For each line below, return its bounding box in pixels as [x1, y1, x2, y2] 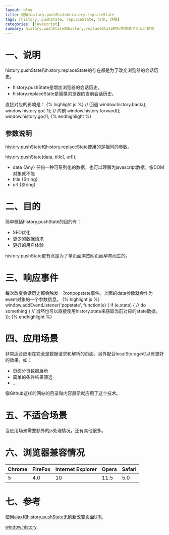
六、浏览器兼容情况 [5, 447, 85, 458]
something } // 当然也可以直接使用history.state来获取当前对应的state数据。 [5, 308, 160, 314]
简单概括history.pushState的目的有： [5, 218, 82, 225]
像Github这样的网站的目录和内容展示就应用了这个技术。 [5, 390, 121, 396]
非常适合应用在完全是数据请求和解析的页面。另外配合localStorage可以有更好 [5, 350, 164, 356]
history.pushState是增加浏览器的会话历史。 [12, 84, 102, 91]
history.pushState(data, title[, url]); [5, 154, 77, 160]
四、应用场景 [5, 333, 59, 344]
